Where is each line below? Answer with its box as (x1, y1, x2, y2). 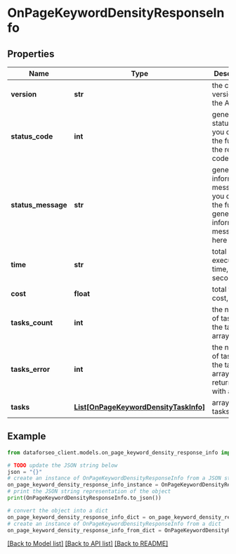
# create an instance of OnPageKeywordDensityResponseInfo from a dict (7, 520, 221, 527)
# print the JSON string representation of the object (7, 488, 171, 495)
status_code (11, 131, 53, 141)
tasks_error (11, 364, 51, 374)
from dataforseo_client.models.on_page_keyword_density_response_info (7, 449, 218, 456)
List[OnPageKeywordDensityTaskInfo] (74, 402, 206, 412)
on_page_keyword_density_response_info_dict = (7, 513, 146, 521)
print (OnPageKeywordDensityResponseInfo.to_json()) (7, 494, 162, 502)
